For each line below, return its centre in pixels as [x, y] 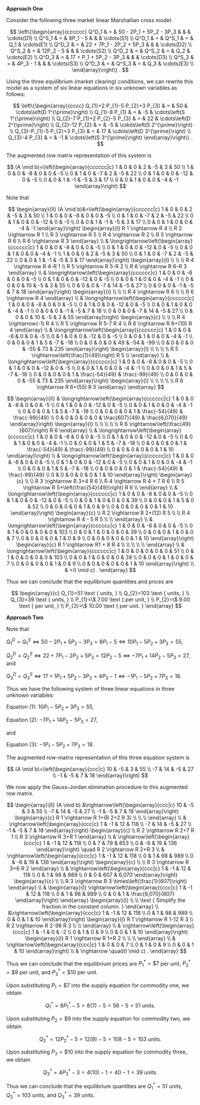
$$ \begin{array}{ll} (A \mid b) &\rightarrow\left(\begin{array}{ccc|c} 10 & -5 [100, 805]
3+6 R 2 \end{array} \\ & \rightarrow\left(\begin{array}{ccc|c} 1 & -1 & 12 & [100, 868]
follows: [16, 94]
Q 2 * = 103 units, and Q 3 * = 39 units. [51, 1095]
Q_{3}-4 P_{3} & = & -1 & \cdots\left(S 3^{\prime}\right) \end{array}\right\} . [100, 137]
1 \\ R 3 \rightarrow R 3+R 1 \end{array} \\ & [64, 837]
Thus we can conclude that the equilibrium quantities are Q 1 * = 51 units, [94, 1086]
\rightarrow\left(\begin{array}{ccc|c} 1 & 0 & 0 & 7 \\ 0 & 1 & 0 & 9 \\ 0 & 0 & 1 [100, 944]
